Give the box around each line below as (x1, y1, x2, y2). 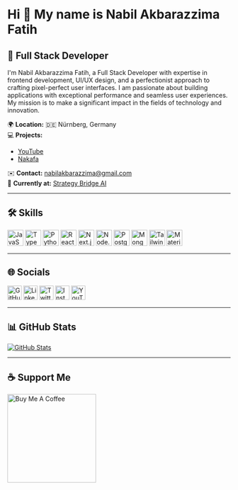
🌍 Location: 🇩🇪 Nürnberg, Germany (7, 120, 117, 128)
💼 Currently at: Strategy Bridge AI (7, 179, 107, 187)
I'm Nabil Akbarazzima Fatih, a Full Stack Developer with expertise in (7, 69, 208, 76)
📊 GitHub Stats (7, 321, 76, 334)
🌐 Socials (7, 266, 51, 278)
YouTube (17, 147, 44, 155)
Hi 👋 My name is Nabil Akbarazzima (7, 6, 220, 23)
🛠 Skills (7, 207, 44, 219)
